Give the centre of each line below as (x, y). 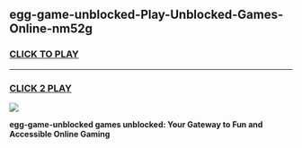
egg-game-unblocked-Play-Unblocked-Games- (147, 15)
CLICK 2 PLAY (40, 88)
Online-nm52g (51, 29)
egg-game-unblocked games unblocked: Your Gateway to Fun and (136, 124)
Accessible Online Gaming (60, 134)
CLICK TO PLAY (44, 55)
